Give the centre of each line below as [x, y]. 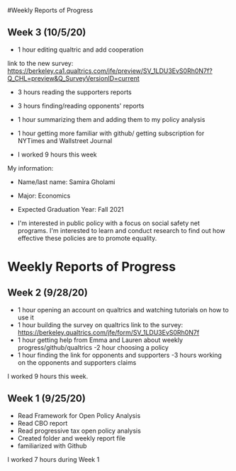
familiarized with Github [52, 446]
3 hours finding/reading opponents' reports [81, 106]
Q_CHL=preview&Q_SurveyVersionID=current [73, 78]
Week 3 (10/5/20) [47, 32]
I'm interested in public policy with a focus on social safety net [108, 223]
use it [26, 317]
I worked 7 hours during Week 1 [54, 459]
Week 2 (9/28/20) [48, 293]
